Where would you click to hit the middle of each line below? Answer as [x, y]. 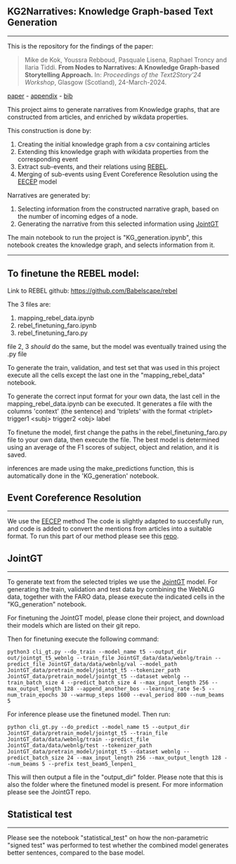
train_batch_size [33, 683]
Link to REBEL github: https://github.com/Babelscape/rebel [92, 291]
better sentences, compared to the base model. [76, 853]
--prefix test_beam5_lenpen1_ [92, 764]
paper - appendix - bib [40, 96]
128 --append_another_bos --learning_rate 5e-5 [135, 689]
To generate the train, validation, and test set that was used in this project [113, 367]
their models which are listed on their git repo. [74, 625]
